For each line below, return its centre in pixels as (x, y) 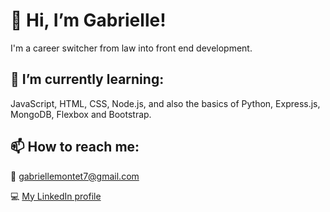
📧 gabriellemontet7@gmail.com (75, 176)
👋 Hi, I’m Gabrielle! (88, 20)
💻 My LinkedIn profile (56, 196)
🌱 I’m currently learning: (87, 79)
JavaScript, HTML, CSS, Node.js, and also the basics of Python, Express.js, (165, 103)
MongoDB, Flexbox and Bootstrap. (81, 114)
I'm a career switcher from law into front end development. (131, 48)
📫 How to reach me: (75, 147)
